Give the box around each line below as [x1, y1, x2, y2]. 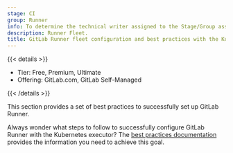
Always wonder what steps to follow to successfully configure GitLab [7, 123, 205, 132]
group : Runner [7, 17, 49, 24]
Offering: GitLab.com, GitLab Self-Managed [17, 75, 142, 84]
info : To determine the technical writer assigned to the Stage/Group [7, 23, 216, 30]
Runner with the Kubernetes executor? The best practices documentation [7, 131, 217, 139]
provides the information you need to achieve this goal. [7, 138, 165, 146]
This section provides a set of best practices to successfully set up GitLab [7, 102, 219, 111]
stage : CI [7, 10, 36, 17]
